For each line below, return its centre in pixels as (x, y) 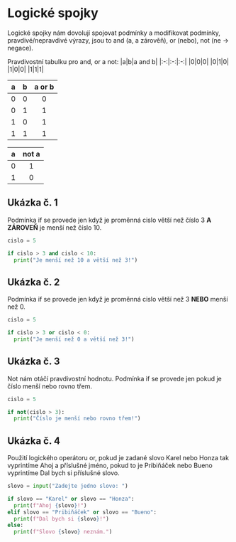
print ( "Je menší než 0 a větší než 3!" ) (74, 339)
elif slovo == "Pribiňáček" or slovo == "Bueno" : (82, 512)
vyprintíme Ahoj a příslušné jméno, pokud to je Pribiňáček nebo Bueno (110, 466)
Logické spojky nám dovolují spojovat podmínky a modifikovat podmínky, (114, 33)
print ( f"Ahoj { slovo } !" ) (50, 505)
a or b (44, 87)
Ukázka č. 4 (34, 441)
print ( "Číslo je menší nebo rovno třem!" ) (77, 419)
